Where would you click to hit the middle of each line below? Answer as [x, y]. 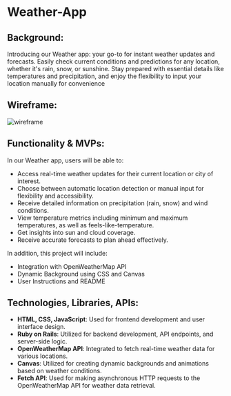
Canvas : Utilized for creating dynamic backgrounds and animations [113, 364]
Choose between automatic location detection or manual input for [111, 188]
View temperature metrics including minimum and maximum [102, 218]
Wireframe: [32, 105]
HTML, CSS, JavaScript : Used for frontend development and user [111, 319]
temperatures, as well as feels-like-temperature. [86, 225]
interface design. [41, 327]
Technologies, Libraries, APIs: [73, 303]
